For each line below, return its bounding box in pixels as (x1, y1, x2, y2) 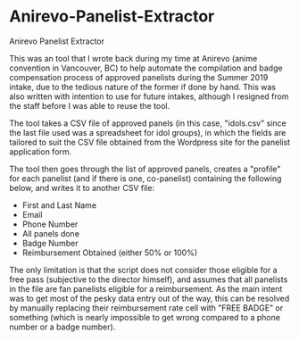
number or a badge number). (9, 321, 116, 332)
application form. (9, 146, 72, 157)
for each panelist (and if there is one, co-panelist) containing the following (9, 172, 282, 184)
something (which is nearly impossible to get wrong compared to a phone (9, 312, 281, 322)
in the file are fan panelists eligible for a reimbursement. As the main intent (9, 283, 283, 294)
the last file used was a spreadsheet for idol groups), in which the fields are (9, 127, 287, 137)
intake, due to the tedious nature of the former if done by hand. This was (9, 81, 277, 92)
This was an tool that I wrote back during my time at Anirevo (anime (9, 53, 258, 63)
